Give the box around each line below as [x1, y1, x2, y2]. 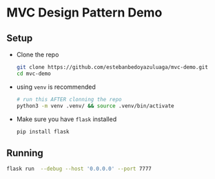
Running [6, 147, 44, 159]
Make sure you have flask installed [16, 115, 117, 123]
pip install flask [16, 128, 70, 135]
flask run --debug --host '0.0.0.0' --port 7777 [6, 165, 152, 173]
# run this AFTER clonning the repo [16, 96, 122, 103]
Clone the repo [16, 50, 59, 59]
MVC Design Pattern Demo [6, 5, 163, 21]
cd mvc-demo [16, 70, 51, 77]
